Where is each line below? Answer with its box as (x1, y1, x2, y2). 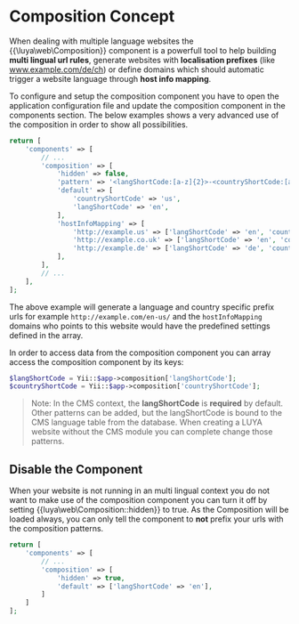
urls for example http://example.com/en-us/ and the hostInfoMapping (9, 311, 263, 321)
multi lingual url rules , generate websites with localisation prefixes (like (9, 54, 276, 65)
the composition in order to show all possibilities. (9, 118, 189, 130)
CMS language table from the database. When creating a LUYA (30, 417, 263, 428)
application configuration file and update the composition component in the (9, 100, 287, 110)
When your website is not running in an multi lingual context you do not (9, 485, 270, 496)
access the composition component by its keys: (9, 356, 184, 367)
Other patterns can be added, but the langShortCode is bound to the (30, 408, 283, 418)
